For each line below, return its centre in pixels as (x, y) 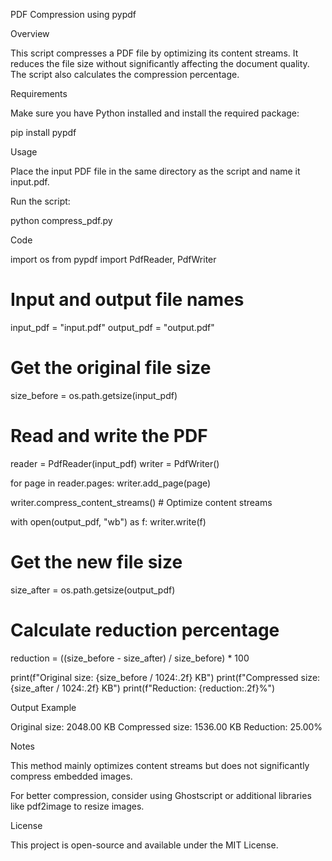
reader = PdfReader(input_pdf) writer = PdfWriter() (115, 463)
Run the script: (40, 201)
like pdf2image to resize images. (77, 806)
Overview (30, 33)
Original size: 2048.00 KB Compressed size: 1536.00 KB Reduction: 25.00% (166, 726)
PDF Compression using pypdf (73, 14)
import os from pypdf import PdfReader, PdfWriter (113, 259)
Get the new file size (96, 562)
